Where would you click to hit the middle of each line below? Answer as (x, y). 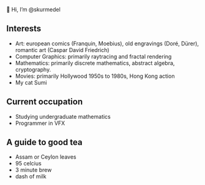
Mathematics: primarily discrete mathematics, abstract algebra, (95, 63)
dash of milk (31, 176)
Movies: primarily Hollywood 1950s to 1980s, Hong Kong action (95, 76)
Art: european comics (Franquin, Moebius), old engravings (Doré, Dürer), (107, 43)
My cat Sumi (31, 82)
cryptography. (33, 69)
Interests (24, 28)
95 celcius (28, 164)
